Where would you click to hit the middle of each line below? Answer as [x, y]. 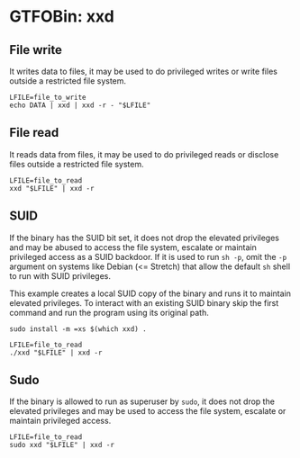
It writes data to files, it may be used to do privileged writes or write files [143, 71]
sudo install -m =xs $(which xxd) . [78, 329]
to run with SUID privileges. [60, 275]
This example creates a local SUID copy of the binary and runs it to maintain [150, 293]
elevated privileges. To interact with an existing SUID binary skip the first [144, 302]
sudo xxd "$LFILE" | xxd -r [62, 445]
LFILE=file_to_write [48, 97]
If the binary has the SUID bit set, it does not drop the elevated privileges [144, 238]
